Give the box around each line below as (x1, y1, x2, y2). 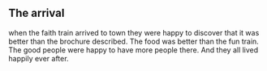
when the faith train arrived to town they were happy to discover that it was (8, 27, 260, 37)
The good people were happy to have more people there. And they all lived (8, 44, 259, 55)
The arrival (8, 6, 65, 20)
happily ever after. (8, 53, 69, 63)
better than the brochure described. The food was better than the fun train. (8, 36, 260, 46)
